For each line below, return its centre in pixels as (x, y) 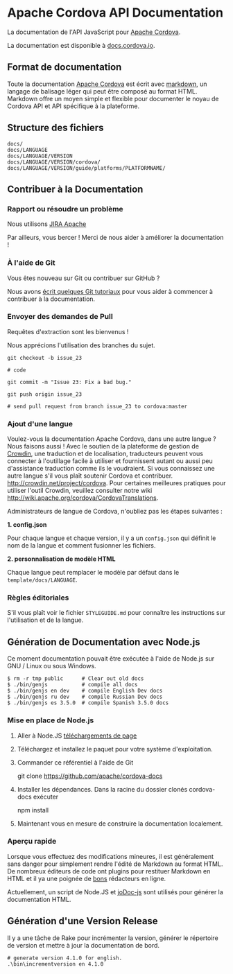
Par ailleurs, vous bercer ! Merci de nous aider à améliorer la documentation (115, 238)
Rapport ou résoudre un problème (65, 209)
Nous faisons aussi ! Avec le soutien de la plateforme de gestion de (103, 446)
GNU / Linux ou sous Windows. (52, 666)
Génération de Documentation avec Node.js (104, 642)
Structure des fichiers (55, 128)
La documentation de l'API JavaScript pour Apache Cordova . (94, 32)
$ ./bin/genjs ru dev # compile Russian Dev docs (85, 697)
